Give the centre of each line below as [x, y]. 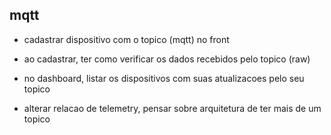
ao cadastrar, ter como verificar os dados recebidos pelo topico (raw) [167, 59]
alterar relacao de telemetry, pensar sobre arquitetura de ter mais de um [172, 108]
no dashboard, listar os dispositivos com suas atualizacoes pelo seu [164, 78]
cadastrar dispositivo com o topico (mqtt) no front [126, 39]
